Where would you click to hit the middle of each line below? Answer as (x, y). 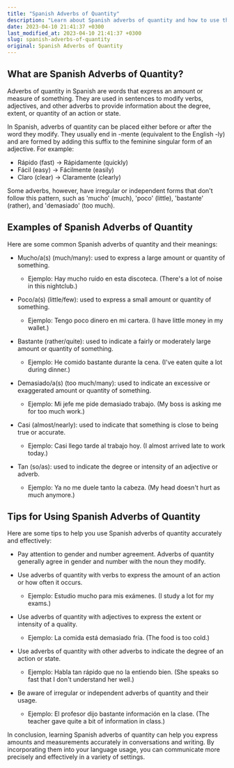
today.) (38, 453)
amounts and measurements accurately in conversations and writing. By (111, 742)
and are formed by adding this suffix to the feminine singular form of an (110, 141)
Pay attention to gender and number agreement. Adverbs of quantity (116, 554)
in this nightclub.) (53, 285)
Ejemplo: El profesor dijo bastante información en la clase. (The (119, 714)
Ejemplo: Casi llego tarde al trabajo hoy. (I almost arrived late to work (126, 446)
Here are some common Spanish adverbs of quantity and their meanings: (112, 244)
